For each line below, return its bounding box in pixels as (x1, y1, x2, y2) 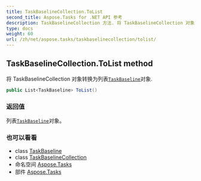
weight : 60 (6, 31, 33, 37)
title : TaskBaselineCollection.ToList (6, 8, 103, 15)
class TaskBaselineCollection (14, 154, 87, 161)
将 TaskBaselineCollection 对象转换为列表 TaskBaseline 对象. (6, 75, 153, 82)
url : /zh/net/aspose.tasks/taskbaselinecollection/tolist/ (6, 36, 157, 42)
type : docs (6, 25, 33, 32)
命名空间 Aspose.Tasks (14, 161, 72, 168)
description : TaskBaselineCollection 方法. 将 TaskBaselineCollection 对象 (6, 20, 195, 26)
